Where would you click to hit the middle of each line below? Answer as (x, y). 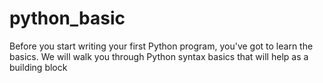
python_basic (67, 18)
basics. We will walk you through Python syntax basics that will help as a (159, 56)
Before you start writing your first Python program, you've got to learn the (161, 46)
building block (38, 67)
